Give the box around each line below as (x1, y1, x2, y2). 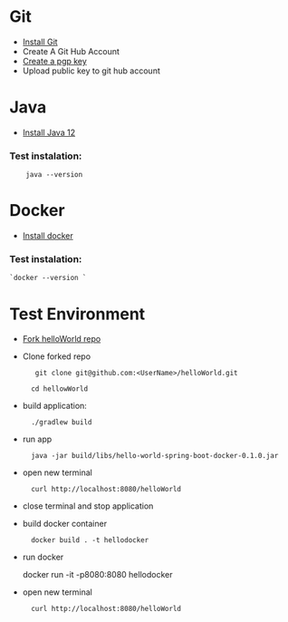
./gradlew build (31, 418, 92, 427)
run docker (22, 551, 64, 563)
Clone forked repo (22, 351, 91, 362)
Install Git (22, 36, 58, 47)
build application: (22, 401, 88, 412)
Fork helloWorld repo (22, 334, 101, 345)
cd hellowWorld (31, 384, 89, 394)
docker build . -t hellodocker (31, 536, 149, 545)
